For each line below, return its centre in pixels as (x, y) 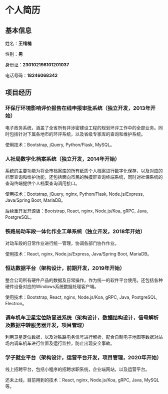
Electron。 (16, 303)
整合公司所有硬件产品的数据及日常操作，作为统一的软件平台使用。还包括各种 (84, 280)
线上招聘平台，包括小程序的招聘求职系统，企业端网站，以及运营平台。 (77, 369)
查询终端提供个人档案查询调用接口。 (42, 183)
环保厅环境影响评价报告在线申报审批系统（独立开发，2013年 (78, 108)
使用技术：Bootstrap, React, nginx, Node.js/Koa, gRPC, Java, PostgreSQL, (81, 297)
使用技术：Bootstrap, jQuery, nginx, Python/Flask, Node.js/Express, (74, 194)
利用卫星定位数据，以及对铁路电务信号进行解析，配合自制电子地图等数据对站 (84, 337)
